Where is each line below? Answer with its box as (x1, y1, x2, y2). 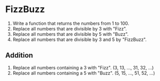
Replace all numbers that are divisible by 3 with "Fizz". (12, 25, 127, 31)
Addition (5, 51, 33, 60)
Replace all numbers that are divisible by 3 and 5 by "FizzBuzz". (12, 36, 147, 43)
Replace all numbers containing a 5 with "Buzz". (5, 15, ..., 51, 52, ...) (12, 70, 155, 76)
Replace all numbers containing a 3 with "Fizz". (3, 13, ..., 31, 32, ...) (12, 64, 154, 70)
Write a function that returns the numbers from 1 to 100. (12, 20, 129, 26)
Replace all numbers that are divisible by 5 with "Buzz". (12, 31, 129, 37)
